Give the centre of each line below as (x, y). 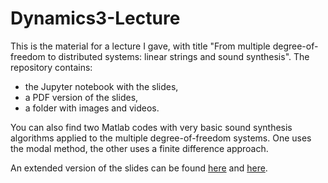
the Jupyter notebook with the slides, (101, 86)
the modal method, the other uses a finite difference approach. (139, 148)
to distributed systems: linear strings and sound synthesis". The (178, 56)
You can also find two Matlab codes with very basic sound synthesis (151, 127)
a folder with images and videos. (92, 108)
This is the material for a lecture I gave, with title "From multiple (140, 46)
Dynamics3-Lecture (95, 18)
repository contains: (51, 67)
